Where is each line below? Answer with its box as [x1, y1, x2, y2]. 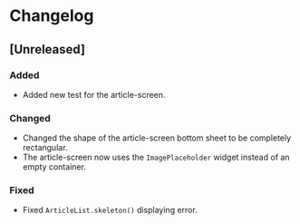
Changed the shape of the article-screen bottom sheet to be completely [22, 132, 292, 143]
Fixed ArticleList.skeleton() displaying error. [22, 205, 198, 216]
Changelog [9, 5, 94, 26]
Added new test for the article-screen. [22, 89, 166, 100]
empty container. [22, 161, 86, 172]
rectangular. [22, 142, 68, 153]
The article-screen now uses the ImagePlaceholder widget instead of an [22, 151, 290, 163]
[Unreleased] [9, 42, 86, 57]
